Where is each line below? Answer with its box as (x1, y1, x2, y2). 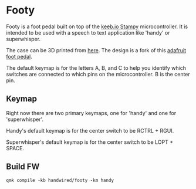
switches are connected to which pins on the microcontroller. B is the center (6, 70, 191, 77)
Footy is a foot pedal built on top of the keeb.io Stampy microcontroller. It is (6, 23, 188, 30)
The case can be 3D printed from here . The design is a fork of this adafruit (6, 46, 187, 53)
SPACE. (6, 144, 25, 151)
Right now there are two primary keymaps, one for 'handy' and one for (6, 109, 177, 116)
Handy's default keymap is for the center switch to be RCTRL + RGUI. (6, 127, 174, 134)
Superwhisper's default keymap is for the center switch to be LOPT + (6, 139, 174, 146)
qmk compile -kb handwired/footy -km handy (6, 177, 114, 183)
